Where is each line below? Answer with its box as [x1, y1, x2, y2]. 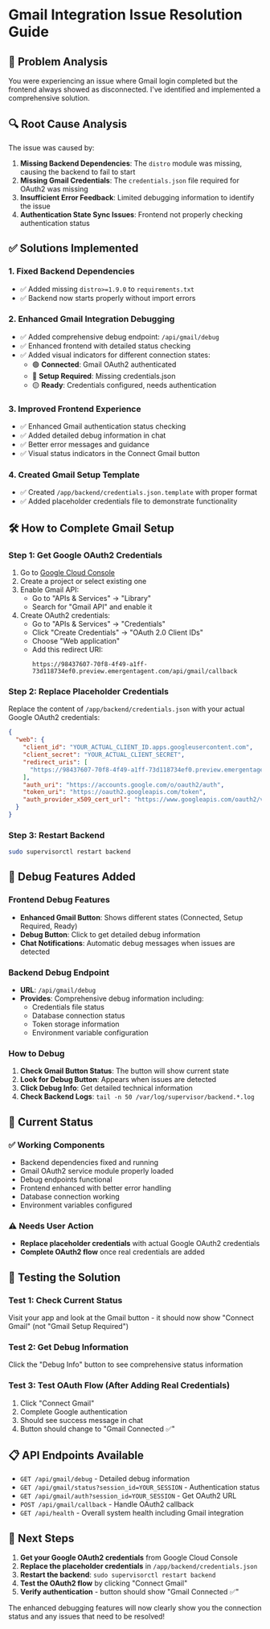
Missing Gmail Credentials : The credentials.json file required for [19, 175, 239, 185]
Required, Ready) [19, 921, 78, 931]
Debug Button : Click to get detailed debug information [19, 929, 201, 939]
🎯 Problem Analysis [8, 55, 108, 68]
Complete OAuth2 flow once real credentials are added [19, 1247, 205, 1257]
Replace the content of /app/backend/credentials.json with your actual [8, 704, 245, 714]
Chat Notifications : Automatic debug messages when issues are [19, 938, 235, 948]
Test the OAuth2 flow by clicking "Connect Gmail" [19, 1578, 188, 1588]
